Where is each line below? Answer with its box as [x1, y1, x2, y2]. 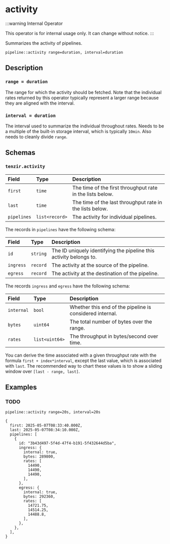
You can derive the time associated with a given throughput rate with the [5, 352, 157, 358]
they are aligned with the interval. [5, 100, 75, 106]
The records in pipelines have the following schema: [5, 226, 116, 232]
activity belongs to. [51, 253, 97, 260]
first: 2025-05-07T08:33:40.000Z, [10, 423, 82, 428]
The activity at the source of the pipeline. [51, 262, 149, 269]
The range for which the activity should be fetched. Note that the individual [5, 89, 162, 95]
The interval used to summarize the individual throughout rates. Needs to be [5, 123, 164, 129]
